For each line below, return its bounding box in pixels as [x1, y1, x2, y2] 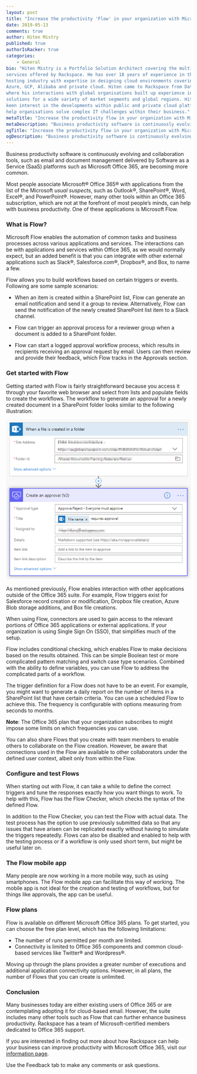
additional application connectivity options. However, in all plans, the [6, 967, 172, 974]
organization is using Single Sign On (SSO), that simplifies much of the [6, 627, 176, 635]
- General [16, 59, 41, 65]
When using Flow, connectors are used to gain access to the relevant [6, 615, 173, 622]
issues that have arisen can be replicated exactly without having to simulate [6, 826, 189, 833]
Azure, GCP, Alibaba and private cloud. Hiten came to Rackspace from [6, 84, 182, 90]
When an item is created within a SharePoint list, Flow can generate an [14, 294, 185, 301]
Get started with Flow [6, 369, 69, 377]
